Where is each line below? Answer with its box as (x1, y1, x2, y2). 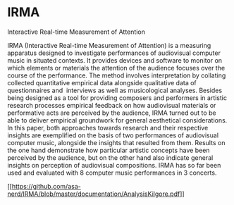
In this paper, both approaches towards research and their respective (7, 123, 209, 132)
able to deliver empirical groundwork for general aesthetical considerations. (7, 116, 228, 124)
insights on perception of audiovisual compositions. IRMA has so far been (7, 161, 221, 169)
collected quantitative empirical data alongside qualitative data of (7, 78, 197, 87)
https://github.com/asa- (11, 182, 81, 190)
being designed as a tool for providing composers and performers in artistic (7, 93, 228, 102)
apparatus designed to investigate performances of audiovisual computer (7, 49, 221, 57)
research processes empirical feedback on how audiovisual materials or (7, 101, 216, 109)
